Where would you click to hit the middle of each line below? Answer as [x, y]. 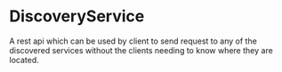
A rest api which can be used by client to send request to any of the [133, 41]
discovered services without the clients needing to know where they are [141, 50]
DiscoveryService [77, 16]
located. [24, 60]
